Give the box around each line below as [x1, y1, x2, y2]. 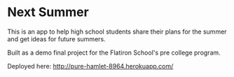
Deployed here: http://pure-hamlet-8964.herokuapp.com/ [7, 62, 174, 70]
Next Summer [7, 4, 89, 20]
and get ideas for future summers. [7, 34, 106, 43]
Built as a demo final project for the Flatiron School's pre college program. [7, 48, 221, 57]
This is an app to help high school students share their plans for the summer [7, 27, 227, 36]
